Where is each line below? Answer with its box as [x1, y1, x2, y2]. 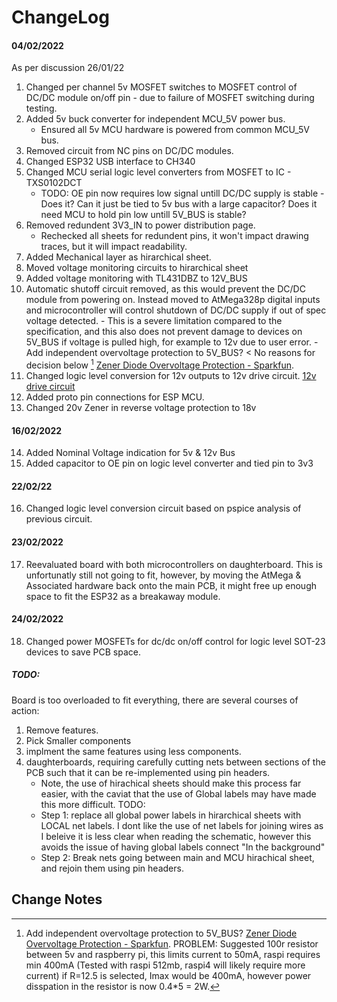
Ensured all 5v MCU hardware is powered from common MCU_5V [40, 124, 310, 136]
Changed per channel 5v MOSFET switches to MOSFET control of [25, 81, 298, 93]
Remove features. [25, 724, 99, 736]
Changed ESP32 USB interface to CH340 [25, 156, 196, 168]
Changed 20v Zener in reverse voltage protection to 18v [25, 402, 257, 414]
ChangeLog [11, 6, 110, 29]
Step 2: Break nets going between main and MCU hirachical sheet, [40, 851, 315, 863]
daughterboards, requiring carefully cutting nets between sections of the [25, 756, 326, 768]
